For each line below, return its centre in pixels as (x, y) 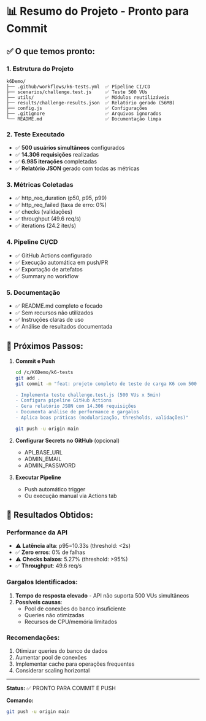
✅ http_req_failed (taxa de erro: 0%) (61, 205)
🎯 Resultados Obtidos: (50, 515)
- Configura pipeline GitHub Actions (63, 400)
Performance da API (37, 532)
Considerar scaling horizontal (52, 671)
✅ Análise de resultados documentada (64, 327)
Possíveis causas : (39, 602)
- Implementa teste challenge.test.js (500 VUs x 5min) (88, 395)
